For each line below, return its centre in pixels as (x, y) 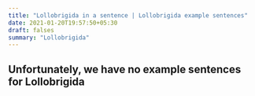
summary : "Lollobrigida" (49, 37)
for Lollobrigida (46, 81)
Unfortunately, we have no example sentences (125, 69)
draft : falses (31, 30)
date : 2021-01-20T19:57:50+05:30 (63, 23)
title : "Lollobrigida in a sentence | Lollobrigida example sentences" (128, 15)
